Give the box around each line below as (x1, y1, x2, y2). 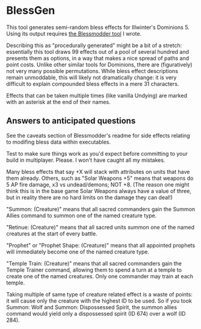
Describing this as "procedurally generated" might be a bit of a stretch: (6, 42, 182, 49)
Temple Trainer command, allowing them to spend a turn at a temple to (6, 266, 182, 273)
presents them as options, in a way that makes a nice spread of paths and (6, 54, 190, 62)
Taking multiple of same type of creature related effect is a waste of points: (6, 290, 193, 298)
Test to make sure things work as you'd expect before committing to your (6, 150, 188, 157)
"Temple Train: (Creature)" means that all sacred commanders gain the (6, 260, 182, 267)
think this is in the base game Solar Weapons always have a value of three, (6, 187, 191, 194)
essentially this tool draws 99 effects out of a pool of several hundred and (6, 48, 190, 55)
